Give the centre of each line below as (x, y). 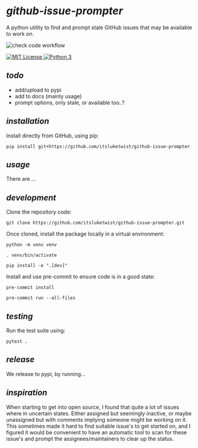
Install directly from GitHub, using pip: (53, 136)
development (31, 198)
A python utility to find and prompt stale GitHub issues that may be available (99, 27)
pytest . (17, 342)
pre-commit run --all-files (41, 298)
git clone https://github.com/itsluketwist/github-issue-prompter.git (95, 223)
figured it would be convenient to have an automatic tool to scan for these (97, 432)
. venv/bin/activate (32, 255)
